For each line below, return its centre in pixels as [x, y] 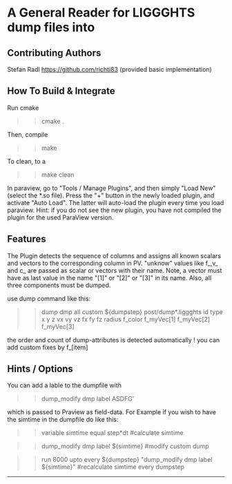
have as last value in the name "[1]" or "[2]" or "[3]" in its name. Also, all [109, 278]
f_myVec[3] [58, 327]
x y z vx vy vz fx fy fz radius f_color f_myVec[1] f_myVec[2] [126, 319]
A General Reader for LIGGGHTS [101, 13]
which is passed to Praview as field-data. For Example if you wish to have [112, 412]
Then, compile [28, 134]
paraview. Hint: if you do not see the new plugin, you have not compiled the [114, 210]
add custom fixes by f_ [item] [48, 347]
